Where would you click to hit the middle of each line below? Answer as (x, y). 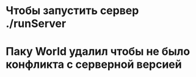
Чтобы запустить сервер (72, 11)
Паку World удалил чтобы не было (98, 52)
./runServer (36, 24)
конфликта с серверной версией (94, 64)
